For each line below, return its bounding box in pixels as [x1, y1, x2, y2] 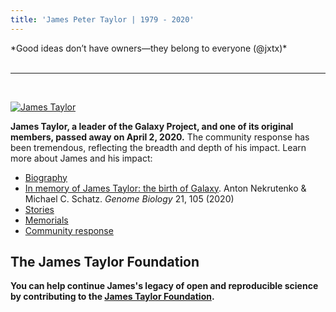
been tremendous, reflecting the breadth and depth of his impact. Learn [10, 141, 307, 153]
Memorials [24, 214, 69, 226]
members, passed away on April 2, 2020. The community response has [10, 131, 310, 143]
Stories [24, 203, 55, 215]
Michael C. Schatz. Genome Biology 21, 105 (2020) [24, 192, 235, 205]
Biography [24, 171, 68, 183]
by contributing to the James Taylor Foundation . [10, 291, 215, 303]
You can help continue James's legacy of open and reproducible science [10, 280, 319, 292]
